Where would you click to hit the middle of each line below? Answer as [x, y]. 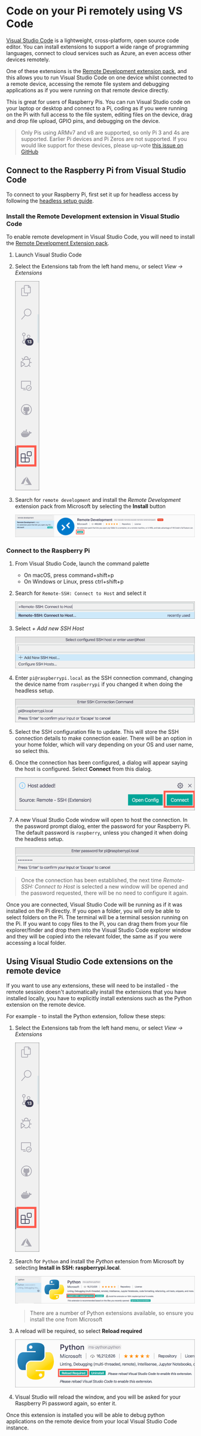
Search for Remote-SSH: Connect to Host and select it [80, 593]
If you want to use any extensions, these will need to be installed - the [92, 985]
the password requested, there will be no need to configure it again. [104, 893]
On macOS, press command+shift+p [69, 575]
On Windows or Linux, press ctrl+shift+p [74, 581]
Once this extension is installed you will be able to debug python [86, 1415]
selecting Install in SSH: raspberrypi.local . [68, 1268]
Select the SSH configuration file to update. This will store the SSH [97, 731]
